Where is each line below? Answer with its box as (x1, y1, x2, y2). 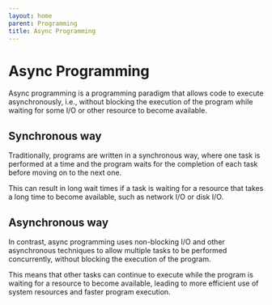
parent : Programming (8, 19, 79, 28)
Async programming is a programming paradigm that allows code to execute (8, 88, 264, 98)
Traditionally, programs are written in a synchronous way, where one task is (8, 150, 261, 160)
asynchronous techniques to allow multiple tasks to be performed (8, 245, 227, 255)
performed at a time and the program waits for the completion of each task (8, 159, 258, 169)
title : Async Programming (8, 27, 96, 35)
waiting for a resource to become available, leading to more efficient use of (8, 278, 259, 288)
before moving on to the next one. (8, 167, 122, 178)
